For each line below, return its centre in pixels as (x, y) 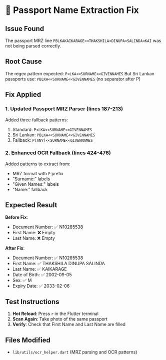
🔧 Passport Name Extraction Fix (72, 10)
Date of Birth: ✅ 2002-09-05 (42, 275)
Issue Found (24, 29)
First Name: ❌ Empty (34, 232)
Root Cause (24, 62)
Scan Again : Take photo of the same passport (60, 319)
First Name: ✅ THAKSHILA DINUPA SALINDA (58, 263)
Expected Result (31, 205)
